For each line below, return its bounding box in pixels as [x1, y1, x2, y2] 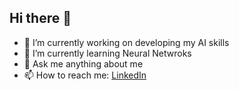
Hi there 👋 [9, 10, 72, 27]
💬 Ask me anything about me [23, 57, 144, 70]
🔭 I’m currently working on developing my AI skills [23, 36, 230, 48]
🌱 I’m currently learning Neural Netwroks [23, 47, 192, 59]
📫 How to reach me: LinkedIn [23, 69, 147, 81]
